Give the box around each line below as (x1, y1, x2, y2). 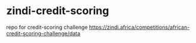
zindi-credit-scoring (6, 4, 109, 18)
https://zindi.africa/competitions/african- (88, 24, 190, 31)
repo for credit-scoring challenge (6, 24, 88, 31)
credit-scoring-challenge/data (6, 29, 81, 37)
